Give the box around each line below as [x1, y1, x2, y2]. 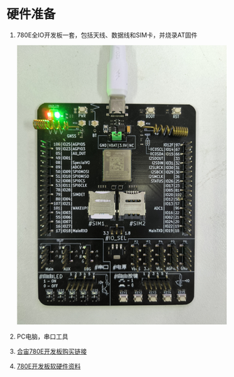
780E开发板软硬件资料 [16, 362, 81, 371]
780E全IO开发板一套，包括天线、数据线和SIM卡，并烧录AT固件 [16, 31, 198, 39]
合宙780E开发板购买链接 [16, 347, 87, 356]
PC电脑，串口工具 [16, 332, 68, 341]
